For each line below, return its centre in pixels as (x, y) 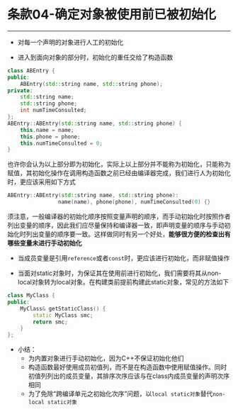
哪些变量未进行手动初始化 (45, 243)
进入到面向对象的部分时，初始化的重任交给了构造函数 (95, 57)
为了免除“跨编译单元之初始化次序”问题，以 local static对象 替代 (120, 394)
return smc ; (51, 322)
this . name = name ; (47, 130)
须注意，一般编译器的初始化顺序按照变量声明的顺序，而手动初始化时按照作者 (119, 216)
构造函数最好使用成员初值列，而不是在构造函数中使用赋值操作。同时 (127, 367)
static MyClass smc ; (63, 315)
